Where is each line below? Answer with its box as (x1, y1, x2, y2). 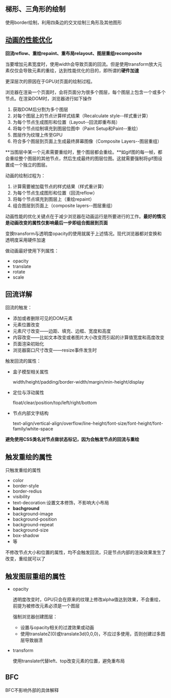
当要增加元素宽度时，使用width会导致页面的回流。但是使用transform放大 (5, 61, 158, 67)
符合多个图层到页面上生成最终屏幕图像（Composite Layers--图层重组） (12, 138, 162, 144)
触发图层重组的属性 (5, 572, 66, 581)
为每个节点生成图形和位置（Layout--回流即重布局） (12, 119, 121, 125)
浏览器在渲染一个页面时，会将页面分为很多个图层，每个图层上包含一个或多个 (5, 89, 166, 95)
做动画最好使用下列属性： (5, 248, 59, 254)
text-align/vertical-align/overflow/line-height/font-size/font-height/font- (12, 420, 163, 426)
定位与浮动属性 (12, 389, 44, 396)
